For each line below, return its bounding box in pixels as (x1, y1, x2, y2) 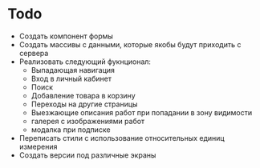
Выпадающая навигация (30, 65, 116, 74)
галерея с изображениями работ (30, 116, 145, 126)
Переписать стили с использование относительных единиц (18, 133, 225, 142)
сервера (18, 48, 49, 58)
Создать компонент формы (18, 31, 114, 41)
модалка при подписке (30, 125, 111, 134)
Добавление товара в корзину (30, 90, 136, 100)
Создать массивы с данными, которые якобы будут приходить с (18, 39, 242, 49)
